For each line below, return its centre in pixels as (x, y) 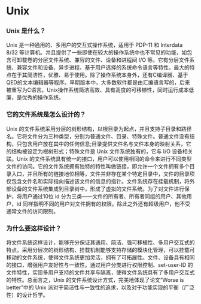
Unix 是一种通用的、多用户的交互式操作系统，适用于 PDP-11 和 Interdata (95, 45)
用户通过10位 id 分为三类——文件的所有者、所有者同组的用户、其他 (104, 196)
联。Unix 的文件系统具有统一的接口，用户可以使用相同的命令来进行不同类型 (99, 159)
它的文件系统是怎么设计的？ (46, 115)
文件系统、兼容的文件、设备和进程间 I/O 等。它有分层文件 (118, 60)
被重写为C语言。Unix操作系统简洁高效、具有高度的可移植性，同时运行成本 (98, 90)
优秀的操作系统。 (43, 98)
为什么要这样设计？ (34, 228)
